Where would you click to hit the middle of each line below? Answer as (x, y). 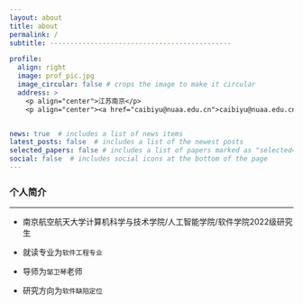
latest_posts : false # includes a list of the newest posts (127, 142)
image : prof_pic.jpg (56, 76)
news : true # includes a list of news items (96, 134)
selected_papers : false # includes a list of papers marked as (131, 151)
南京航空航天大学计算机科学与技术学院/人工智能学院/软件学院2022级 (150, 222)
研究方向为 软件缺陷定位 (63, 290)
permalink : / (34, 34)
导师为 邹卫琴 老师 (52, 272)
